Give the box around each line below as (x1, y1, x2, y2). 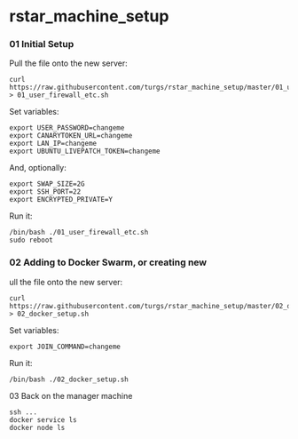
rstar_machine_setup (9, 6, 169, 27)
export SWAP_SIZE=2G (9, 180, 86, 188)
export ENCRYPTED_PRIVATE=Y (9, 196, 114, 204)
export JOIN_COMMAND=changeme (9, 342, 122, 351)
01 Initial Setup (9, 38, 74, 51)
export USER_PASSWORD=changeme (9, 124, 125, 132)
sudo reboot (9, 235, 53, 245)
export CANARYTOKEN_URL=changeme (9, 132, 133, 140)
